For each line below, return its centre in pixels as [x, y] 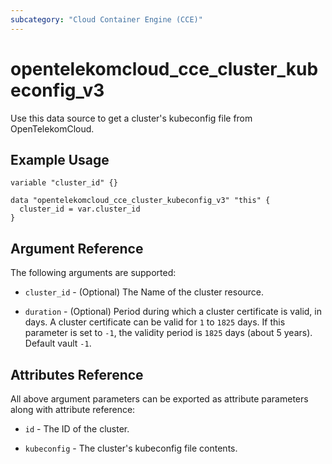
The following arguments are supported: [93, 273]
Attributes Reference [77, 374]
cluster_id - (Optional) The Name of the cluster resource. [144, 292]
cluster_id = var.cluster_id [80, 209]
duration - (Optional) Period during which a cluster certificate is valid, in [173, 312]
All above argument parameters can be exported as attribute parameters [159, 399]
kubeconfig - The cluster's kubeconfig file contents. [131, 448]
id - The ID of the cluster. [77, 429]
